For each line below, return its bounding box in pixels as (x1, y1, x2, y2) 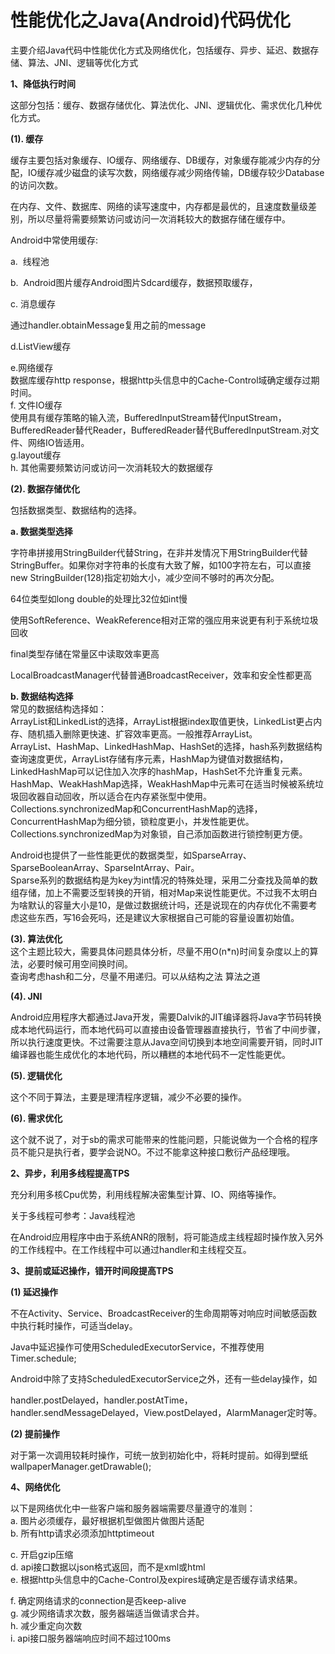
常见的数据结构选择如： (10, 702, 107, 715)
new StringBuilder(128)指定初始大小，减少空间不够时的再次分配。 (10, 571, 280, 583)
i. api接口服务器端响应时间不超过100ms (10, 1632, 172, 1644)
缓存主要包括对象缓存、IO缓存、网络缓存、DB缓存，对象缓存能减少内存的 (10, 154, 312, 166)
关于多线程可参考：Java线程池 (10, 1209, 136, 1221)
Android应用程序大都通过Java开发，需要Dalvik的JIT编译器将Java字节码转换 (10, 1011, 322, 1023)
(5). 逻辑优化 (10, 1069, 63, 1081)
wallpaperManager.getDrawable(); (10, 1460, 152, 1472)
